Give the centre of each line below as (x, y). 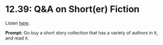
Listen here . (18, 23)
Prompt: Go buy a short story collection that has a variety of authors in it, (81, 32)
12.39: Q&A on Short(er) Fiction (72, 9)
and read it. (17, 38)
